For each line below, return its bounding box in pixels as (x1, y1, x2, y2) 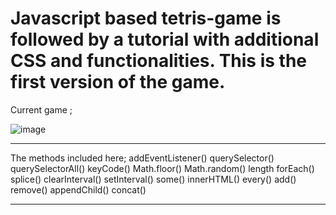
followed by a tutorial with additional (10, 28, 320, 51)
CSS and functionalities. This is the (10, 50, 308, 72)
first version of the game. (10, 71, 226, 94)
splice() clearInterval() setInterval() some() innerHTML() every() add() (10, 173, 297, 185)
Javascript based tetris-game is (10, 7, 282, 30)
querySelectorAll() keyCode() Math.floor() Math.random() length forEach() (10, 162, 315, 174)
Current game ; (10, 103, 73, 116)
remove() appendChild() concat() (10, 183, 147, 196)
